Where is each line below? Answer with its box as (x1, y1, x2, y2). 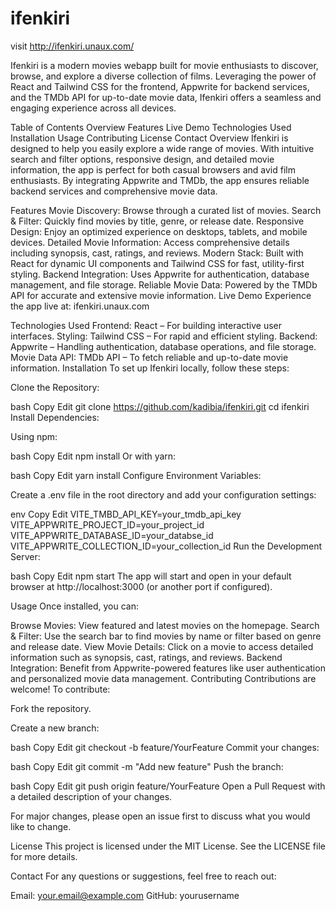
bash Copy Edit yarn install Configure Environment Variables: (10, 469, 262, 481)
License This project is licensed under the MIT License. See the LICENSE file (10, 840, 326, 852)
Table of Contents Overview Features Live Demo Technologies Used (10, 121, 292, 133)
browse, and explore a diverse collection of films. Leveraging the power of (10, 70, 317, 82)
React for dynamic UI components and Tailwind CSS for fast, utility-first (10, 257, 305, 269)
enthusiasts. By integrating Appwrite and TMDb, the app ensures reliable (10, 174, 310, 186)
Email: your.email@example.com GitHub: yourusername (10, 889, 240, 901)
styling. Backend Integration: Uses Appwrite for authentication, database (10, 268, 310, 280)
